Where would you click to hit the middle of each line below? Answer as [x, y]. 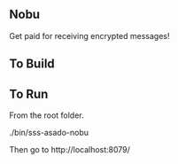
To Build [32, 64]
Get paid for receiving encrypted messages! [89, 35]
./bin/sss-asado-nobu [49, 133]
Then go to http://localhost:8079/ [70, 150]
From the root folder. [46, 115]
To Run [29, 94]
